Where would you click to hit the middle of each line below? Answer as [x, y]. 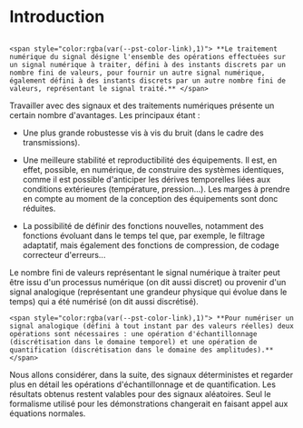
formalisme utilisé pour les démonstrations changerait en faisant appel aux [149, 403]
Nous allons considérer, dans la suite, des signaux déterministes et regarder [151, 374]
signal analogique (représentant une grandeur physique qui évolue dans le [148, 292]
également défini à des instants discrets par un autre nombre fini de [147, 80]
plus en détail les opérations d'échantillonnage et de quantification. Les [143, 384]
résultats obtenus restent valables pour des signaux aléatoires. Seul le [140, 393]
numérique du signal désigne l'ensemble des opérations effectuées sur [147, 56]
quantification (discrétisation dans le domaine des [111, 350]
